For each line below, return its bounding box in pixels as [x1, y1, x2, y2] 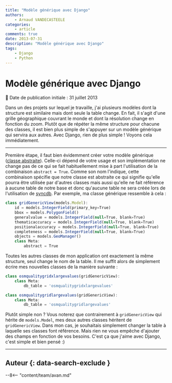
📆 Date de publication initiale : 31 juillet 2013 [5, 95, 98, 101]
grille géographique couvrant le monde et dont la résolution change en [5, 115, 155, 121]
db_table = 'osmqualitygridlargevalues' [24, 302, 111, 307]
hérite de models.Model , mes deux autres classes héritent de [5, 317, 132, 323]
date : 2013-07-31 [5, 37, 42, 42]
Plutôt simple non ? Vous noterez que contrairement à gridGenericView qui [5, 311, 162, 318]
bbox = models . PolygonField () [14, 210, 79, 215]
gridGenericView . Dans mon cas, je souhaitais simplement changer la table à [5, 322, 166, 328]
